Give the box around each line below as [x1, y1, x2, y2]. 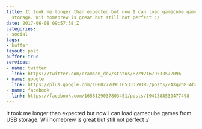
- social [6, 31, 28, 37]
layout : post [6, 48, 39, 54]
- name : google [6, 76, 44, 82]
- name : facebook [6, 87, 50, 93]
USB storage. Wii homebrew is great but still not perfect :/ [6, 116, 149, 123]
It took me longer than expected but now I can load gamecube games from [6, 109, 192, 116]
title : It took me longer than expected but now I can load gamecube [6, 8, 185, 15]
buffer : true [6, 54, 39, 60]
